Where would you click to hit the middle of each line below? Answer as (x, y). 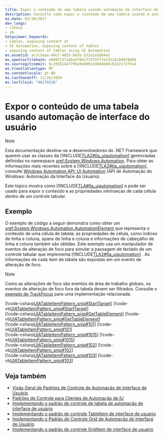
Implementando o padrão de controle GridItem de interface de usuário (83, 429)
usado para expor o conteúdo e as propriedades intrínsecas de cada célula (81, 191)
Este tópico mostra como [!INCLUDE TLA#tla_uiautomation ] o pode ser (76, 186)
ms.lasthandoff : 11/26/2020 (34, 78)
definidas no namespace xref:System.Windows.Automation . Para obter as (79, 161)
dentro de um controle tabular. (36, 196)
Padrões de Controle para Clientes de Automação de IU (68, 398)
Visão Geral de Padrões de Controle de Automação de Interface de (79, 388)
